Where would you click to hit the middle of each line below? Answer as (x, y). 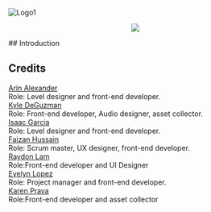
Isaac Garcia (29, 122)
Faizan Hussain (33, 139)
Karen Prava (29, 190)
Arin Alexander (33, 88)
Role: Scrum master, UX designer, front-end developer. (99, 148)
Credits (27, 69)
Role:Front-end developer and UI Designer (79, 164)
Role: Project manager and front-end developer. (87, 182)
